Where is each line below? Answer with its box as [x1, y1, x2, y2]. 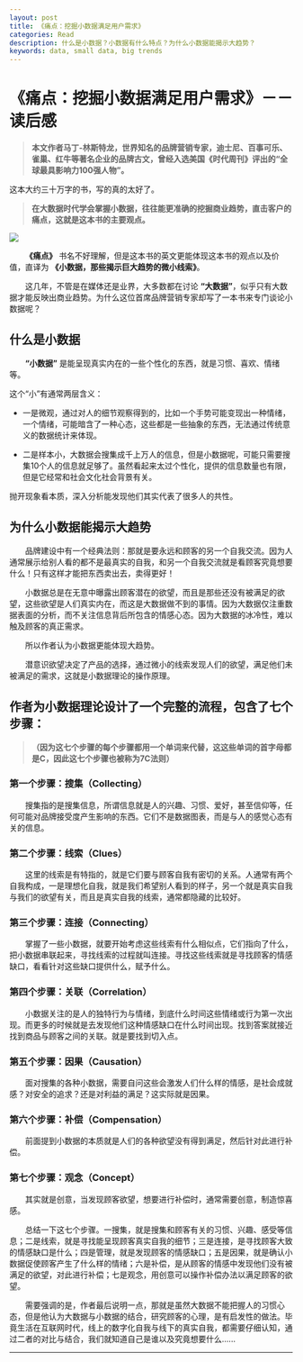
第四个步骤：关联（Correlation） [9, 985, 153, 998]
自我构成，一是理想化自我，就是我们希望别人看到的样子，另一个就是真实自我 [9, 880, 293, 892]
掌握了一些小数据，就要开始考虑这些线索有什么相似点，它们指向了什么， [25, 939, 293, 949]
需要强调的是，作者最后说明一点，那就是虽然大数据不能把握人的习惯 [25, 1299, 277, 1311]
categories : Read [9, 30, 75, 39]
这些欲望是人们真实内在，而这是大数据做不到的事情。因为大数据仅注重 [24, 598, 285, 609]
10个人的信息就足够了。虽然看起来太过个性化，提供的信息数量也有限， [30, 460, 291, 471]
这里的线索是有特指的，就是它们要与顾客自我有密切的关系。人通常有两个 [25, 869, 293, 880]
